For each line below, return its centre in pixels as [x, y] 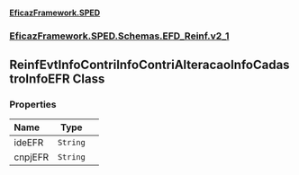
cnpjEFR [32, 157]
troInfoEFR [40, 79]
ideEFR [29, 143]
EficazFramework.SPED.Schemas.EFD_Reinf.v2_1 [119, 36]
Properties [33, 104]
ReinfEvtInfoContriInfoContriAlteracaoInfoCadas [149, 64]
